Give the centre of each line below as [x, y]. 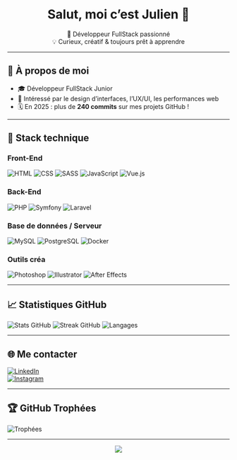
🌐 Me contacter [42, 354]
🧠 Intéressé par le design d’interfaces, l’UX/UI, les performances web [118, 98]
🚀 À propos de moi [48, 71]
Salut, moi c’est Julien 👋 [119, 15]
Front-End [25, 159]
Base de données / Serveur [55, 226]
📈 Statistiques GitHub [57, 305]
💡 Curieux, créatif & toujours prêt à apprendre [119, 41]
